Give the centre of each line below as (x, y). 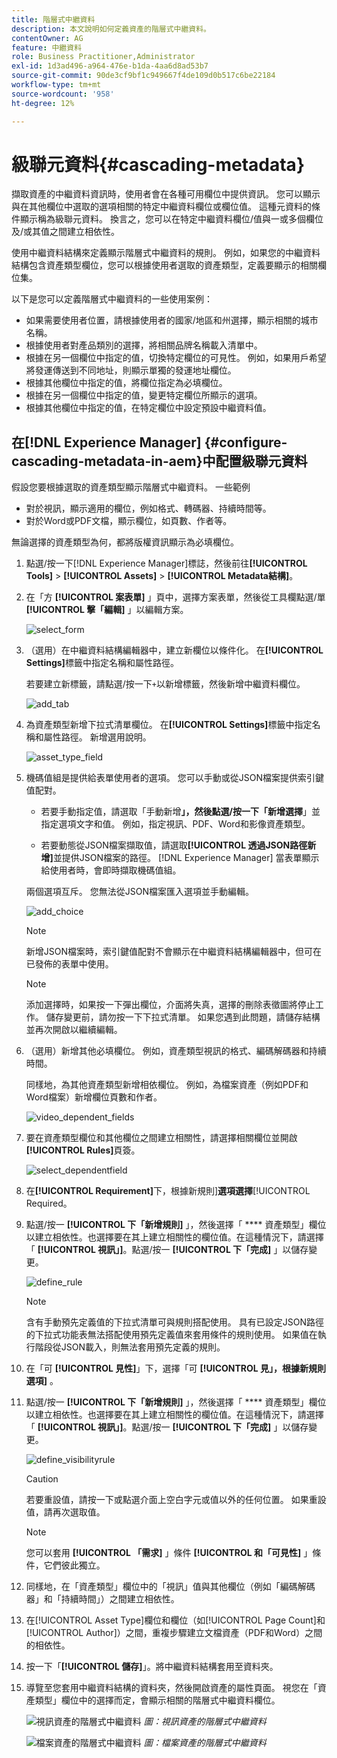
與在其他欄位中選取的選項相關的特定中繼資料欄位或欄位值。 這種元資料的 (161, 207)
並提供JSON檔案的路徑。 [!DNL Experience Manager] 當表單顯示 (186, 858)
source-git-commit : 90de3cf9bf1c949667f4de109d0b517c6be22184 (143, 76)
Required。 (49, 1203)
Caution (42, 1479)
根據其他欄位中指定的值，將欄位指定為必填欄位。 (126, 383)
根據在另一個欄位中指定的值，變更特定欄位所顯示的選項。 (144, 395)
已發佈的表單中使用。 (69, 964)
